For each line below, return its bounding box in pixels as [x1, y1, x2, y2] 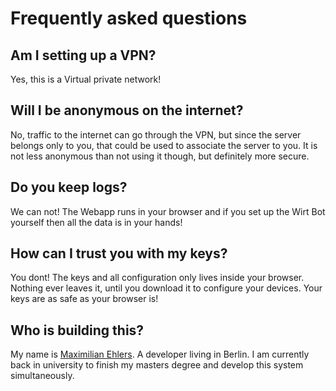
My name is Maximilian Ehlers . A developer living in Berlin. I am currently [10, 348, 310, 361]
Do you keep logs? [10, 179, 128, 196]
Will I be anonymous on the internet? [10, 102, 244, 119]
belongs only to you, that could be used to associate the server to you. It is [10, 139, 318, 151]
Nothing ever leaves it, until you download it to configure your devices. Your [10, 282, 323, 294]
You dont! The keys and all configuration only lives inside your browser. [10, 272, 305, 284]
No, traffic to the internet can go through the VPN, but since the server [10, 128, 302, 141]
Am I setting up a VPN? [10, 47, 157, 64]
